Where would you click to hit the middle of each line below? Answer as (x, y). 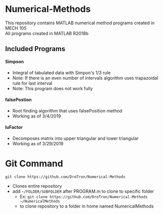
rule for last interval (32, 83)
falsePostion (19, 100)
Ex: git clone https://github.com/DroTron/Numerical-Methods (84, 196)
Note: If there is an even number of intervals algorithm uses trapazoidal (85, 78)
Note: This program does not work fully (52, 88)
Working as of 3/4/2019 (37, 116)
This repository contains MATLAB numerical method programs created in (80, 23)
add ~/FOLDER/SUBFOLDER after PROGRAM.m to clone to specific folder (83, 191)
